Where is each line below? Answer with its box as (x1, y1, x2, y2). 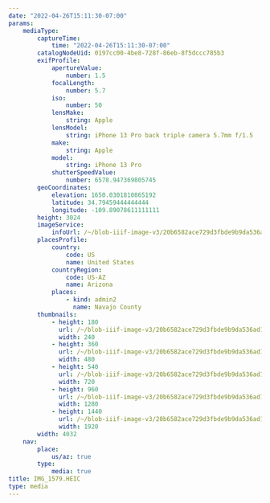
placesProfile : (37, 236, 88, 244)
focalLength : (51, 79, 95, 87)
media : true (51, 468, 92, 476)
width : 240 (59, 333, 95, 341)
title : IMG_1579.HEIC (8, 475, 81, 483)
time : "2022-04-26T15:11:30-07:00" (51, 42, 171, 50)
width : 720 (59, 378, 95, 386)
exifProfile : (37, 57, 81, 65)
